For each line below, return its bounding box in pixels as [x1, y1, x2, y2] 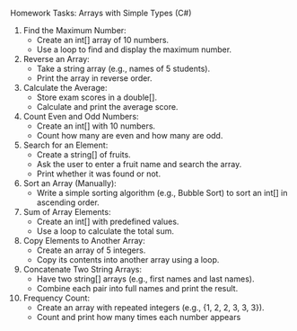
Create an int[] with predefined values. [36, 216, 179, 227]
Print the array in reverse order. [36, 73, 153, 84]
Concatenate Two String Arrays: [22, 264, 143, 274]
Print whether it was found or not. [36, 168, 161, 179]
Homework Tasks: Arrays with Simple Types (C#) [10, 8, 192, 18]
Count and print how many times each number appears [36, 312, 241, 322]
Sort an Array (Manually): [22, 178, 118, 188]
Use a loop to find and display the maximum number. [36, 44, 232, 55]
